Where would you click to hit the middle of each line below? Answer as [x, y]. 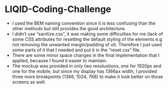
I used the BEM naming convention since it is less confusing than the [84, 23]
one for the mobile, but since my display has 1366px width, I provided [85, 71]
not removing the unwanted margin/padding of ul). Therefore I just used [87, 44]
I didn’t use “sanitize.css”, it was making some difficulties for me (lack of [87, 34]
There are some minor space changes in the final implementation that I [86, 55]
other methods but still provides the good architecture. [69, 28]
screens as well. [29, 82]
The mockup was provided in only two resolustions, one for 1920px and [87, 66]
